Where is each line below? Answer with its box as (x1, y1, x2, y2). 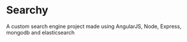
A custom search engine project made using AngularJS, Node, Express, (6, 23, 182, 30)
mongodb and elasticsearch (6, 29, 75, 36)
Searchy (6, 3, 49, 17)
